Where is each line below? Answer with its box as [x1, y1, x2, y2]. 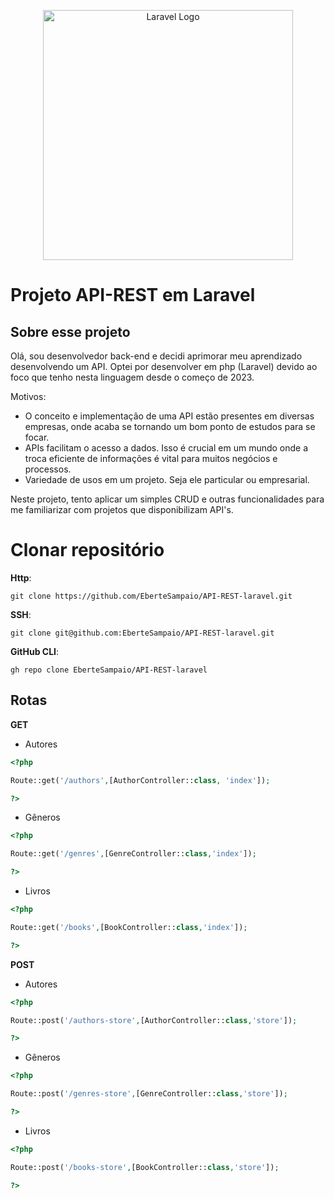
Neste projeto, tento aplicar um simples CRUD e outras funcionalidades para [10, 493, 325, 505]
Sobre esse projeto [10, 323, 131, 340]
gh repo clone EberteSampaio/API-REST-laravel [10, 665, 208, 675]
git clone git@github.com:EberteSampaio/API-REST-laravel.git [10, 628, 275, 638]
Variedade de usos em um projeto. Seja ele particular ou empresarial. [24, 474, 310, 485]
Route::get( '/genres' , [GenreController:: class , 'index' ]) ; [10, 849, 257, 859]
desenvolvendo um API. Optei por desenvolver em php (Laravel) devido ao [10, 361, 318, 372]
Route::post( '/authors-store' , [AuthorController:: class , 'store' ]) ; [10, 1015, 298, 1025]
